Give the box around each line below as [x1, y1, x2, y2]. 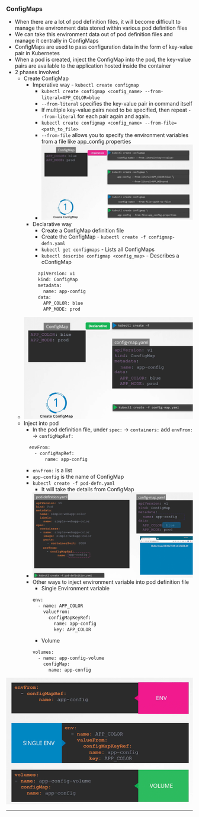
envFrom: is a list [32, 466, 72, 473]
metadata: [37, 282, 62, 289]
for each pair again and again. [77, 113, 150, 120]
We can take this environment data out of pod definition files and [14, 31, 173, 38]
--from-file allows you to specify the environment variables [41, 132, 189, 139]
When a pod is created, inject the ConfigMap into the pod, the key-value [14, 56, 191, 63]
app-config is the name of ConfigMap [32, 473, 124, 480]
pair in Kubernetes [14, 50, 60, 57]
